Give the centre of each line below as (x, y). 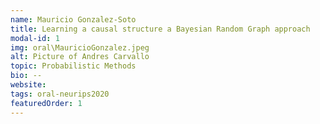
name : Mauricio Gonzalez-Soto (73, 19)
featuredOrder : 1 (46, 103)
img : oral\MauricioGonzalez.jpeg (80, 47)
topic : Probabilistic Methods (73, 66)
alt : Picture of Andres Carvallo (80, 57)
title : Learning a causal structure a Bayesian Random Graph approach (160, 29)
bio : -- (26, 76)
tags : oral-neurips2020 (60, 94)
